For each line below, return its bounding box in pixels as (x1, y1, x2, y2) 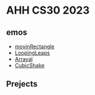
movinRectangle (14, 43, 55, 50)
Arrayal (14, 56, 33, 62)
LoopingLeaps (14, 49, 50, 56)
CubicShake (14, 62, 45, 69)
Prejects (6, 79, 38, 89)
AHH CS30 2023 (6, 4, 90, 17)
